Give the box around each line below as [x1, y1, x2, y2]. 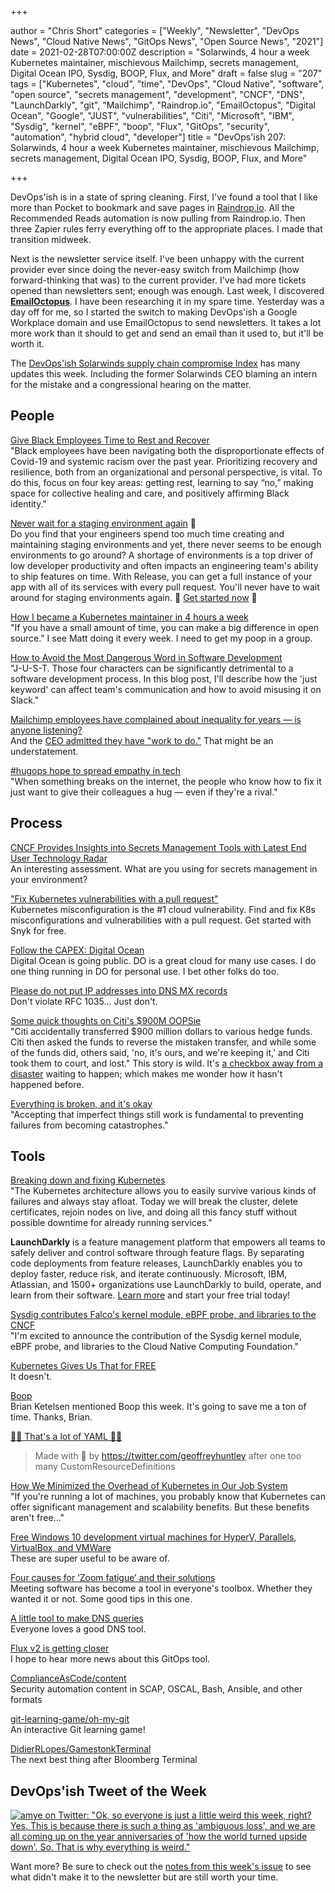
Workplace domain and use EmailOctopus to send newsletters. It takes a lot [10, 317, 322, 328]
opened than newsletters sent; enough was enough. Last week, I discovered [10, 285, 325, 296]
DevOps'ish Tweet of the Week [10, 1782, 207, 1800]
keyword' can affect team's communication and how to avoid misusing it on [10, 683, 322, 695]
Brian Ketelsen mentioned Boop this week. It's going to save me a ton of [10, 1401, 307, 1413]
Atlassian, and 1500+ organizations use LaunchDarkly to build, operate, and [10, 1279, 322, 1291]
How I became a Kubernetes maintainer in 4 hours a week [10, 611, 249, 623]
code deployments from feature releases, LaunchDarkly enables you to [10, 1257, 303, 1270]
